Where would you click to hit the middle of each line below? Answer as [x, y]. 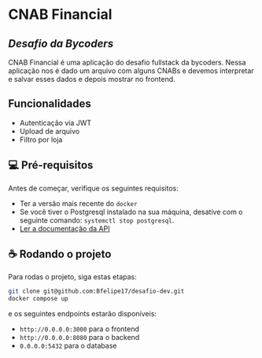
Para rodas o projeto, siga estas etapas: [72, 277]
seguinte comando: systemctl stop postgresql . [97, 220]
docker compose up [38, 299]
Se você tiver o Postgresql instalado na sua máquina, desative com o [131, 212]
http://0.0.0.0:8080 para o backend [79, 338]
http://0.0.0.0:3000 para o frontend [79, 329]
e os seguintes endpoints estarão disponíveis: [83, 314]
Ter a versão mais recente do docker [78, 203]
